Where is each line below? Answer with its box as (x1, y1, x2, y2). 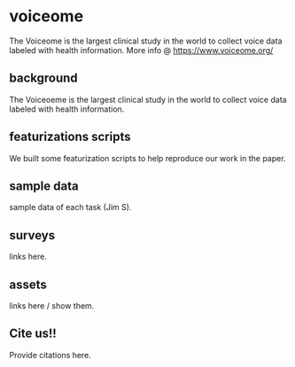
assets (9, 277, 47, 292)
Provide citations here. (9, 349, 91, 360)
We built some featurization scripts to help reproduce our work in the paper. (9, 152, 286, 163)
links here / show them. (9, 301, 95, 311)
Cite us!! (9, 326, 58, 341)
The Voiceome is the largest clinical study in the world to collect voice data (9, 35, 283, 46)
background (9, 71, 78, 86)
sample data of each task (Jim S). (9, 202, 132, 213)
